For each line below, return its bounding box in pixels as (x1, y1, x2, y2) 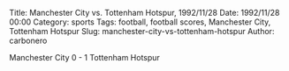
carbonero (9, 35, 48, 46)
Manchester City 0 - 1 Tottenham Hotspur (9, 53, 161, 62)
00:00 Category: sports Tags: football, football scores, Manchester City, (9, 17, 271, 27)
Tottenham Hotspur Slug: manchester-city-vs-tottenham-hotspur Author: (9, 26, 275, 36)
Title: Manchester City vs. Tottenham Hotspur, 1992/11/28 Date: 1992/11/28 (9, 8, 280, 18)
